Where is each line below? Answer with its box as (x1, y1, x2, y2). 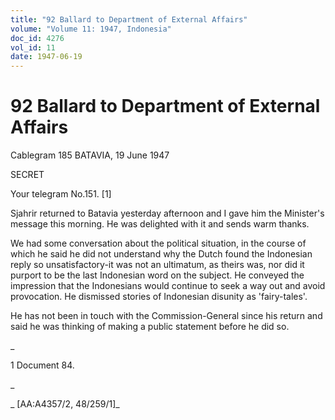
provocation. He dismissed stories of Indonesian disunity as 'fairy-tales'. (10, 291, 308, 303)
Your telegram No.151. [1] (10, 188, 112, 200)
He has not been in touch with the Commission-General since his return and (10, 310, 323, 322)
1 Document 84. (10, 359, 75, 371)
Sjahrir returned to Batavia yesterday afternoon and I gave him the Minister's (10, 207, 325, 220)
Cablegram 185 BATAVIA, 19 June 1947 (10, 149, 170, 161)
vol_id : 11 (10, 42, 56, 53)
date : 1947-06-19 (10, 52, 83, 62)
